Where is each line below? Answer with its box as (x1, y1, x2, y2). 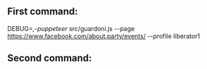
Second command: (7, 52, 92, 64)
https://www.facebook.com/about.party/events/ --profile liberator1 (7, 32, 201, 40)
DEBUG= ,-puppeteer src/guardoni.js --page (7, 24, 135, 32)
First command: (7, 6, 79, 18)
